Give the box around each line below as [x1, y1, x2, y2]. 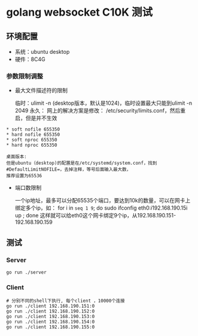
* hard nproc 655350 [6, 142, 58, 149]
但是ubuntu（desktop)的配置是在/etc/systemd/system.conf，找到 [6, 160, 157, 167]
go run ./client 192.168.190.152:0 [6, 308, 95, 314]
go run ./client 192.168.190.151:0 [6, 303, 95, 309]
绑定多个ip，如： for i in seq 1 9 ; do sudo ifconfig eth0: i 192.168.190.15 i [14, 204, 188, 211]
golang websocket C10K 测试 [6, 5, 153, 19]
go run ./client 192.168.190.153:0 [6, 314, 95, 320]
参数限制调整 [6, 72, 44, 80]
